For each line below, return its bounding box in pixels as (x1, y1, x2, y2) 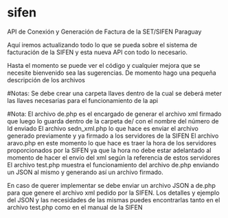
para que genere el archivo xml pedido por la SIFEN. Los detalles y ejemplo (7, 189, 220, 197)
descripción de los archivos (7, 75, 86, 84)
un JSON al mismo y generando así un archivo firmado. (7, 168, 163, 176)
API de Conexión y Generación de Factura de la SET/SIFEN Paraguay (7, 27, 202, 36)
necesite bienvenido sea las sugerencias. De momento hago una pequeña (7, 69, 216, 77)
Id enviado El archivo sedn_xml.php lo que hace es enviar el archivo (7, 124, 199, 132)
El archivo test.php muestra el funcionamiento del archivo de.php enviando (7, 160, 220, 169)
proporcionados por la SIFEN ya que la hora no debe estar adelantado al (7, 146, 212, 154)
